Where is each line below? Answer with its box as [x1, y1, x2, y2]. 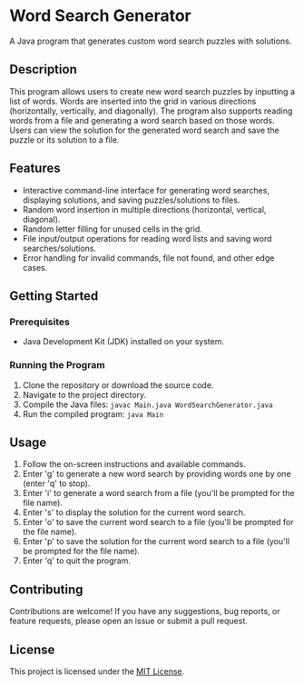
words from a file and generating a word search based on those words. [9, 114, 275, 125]
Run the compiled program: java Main [22, 408, 164, 419]
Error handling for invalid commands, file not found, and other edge [22, 252, 275, 263]
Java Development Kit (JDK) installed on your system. [22, 336, 225, 347]
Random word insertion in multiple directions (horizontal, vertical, [22, 204, 267, 214]
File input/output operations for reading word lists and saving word [22, 233, 272, 244]
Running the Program [9, 359, 106, 372]
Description [9, 62, 77, 77]
